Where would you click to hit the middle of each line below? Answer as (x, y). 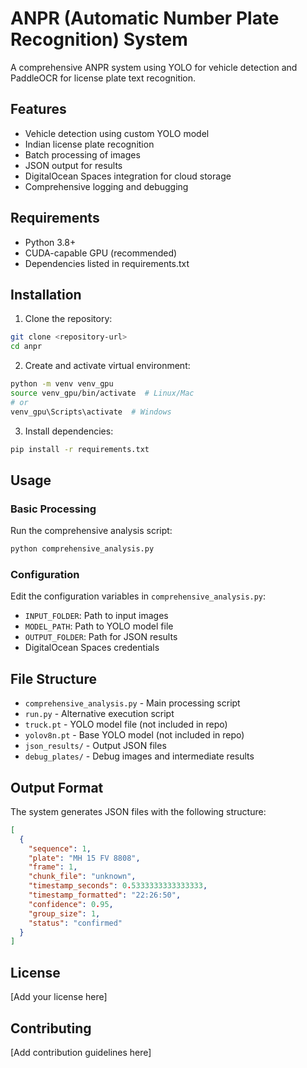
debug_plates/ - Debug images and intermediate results (139, 756)
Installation (46, 294)
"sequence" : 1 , (60, 848)
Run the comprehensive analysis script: (91, 531)
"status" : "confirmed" (75, 923)
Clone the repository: (68, 319)
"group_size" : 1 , (64, 913)
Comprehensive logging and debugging (106, 186)
